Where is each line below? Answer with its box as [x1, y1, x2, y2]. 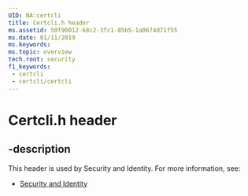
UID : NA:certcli [8, 11, 61, 20]
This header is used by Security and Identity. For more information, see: [8, 163, 241, 173]
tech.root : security [8, 56, 76, 64]
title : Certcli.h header [8, 19, 90, 27]
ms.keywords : [8, 41, 51, 49]
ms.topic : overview [8, 48, 72, 56]
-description [8, 142, 71, 156]
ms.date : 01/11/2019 [8, 33, 76, 42]
